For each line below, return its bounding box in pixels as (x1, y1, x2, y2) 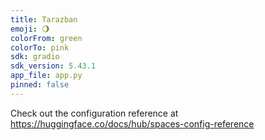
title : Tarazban (10, 14, 78, 25)
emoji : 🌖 (10, 24, 50, 34)
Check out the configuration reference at (10, 107, 179, 119)
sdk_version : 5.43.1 (10, 61, 97, 71)
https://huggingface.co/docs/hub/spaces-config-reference (10, 117, 255, 130)
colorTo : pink (10, 42, 70, 53)
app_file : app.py (10, 71, 83, 81)
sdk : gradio (10, 52, 60, 62)
